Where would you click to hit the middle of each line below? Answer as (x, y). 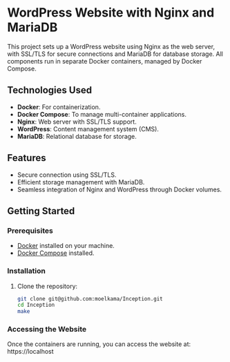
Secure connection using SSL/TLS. (67, 175)
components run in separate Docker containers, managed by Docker (105, 61)
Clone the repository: (47, 286)
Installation (27, 271)
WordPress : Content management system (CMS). (88, 128)
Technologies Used (49, 90)
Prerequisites (30, 231)
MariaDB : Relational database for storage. (77, 136)
